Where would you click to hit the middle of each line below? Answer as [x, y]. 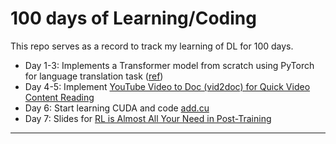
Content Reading [59, 97]
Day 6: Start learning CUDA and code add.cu [117, 108]
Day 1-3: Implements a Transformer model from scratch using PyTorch [169, 65]
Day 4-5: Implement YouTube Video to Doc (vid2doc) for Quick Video [167, 86]
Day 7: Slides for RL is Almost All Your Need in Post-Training [148, 118]
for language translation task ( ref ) [94, 76]
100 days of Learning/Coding [133, 18]
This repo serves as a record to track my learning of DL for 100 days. [152, 46]
